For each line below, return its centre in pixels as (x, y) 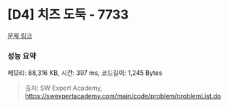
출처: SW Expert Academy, (63, 88)
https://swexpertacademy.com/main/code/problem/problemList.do (123, 96)
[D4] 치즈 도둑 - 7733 (68, 15)
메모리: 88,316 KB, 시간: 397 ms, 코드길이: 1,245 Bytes (85, 73)
